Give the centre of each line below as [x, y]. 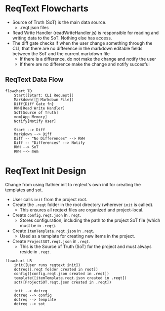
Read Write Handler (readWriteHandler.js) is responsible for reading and [85, 33]
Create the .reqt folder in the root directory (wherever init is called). [83, 205]
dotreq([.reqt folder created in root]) [56, 269]
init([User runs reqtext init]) [47, 265]
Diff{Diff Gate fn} [34, 104]
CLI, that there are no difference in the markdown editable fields [77, 48]
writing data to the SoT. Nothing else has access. [62, 38]
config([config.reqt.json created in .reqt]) [62, 274]
